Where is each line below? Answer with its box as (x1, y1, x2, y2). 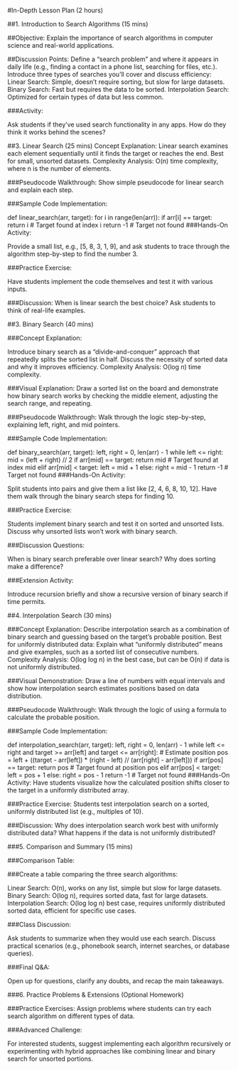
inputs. (7, 285, 28, 293)
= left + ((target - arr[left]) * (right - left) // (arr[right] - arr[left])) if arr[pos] (7, 756, 224, 764)
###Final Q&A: (7, 963, 50, 971)
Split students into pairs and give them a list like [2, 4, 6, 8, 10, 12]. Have (7, 484, 217, 493)
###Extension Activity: (7, 576, 74, 584)
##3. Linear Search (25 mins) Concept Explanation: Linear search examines (7, 142, 229, 150)
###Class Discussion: (7, 921, 71, 928)
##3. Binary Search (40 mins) (7, 320, 94, 328)
